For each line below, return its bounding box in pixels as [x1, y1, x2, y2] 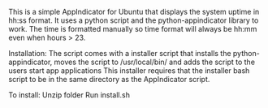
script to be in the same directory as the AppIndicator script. [8, 75, 210, 84]
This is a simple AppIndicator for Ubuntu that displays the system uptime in [8, 7, 260, 16]
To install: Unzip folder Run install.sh [8, 90, 130, 100]
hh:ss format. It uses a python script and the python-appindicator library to [8, 15, 259, 25]
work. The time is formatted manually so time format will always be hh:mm [8, 24, 257, 33]
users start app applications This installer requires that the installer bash [8, 66, 250, 76]
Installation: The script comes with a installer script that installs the [8, 49, 231, 58]
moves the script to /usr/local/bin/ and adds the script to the [54, 57, 256, 67]
